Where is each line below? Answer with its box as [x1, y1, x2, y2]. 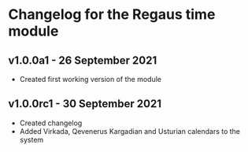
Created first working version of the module [19, 75, 161, 83]
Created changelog [19, 118, 83, 128]
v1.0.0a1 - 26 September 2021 [8, 54, 157, 67]
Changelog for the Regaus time [8, 6, 216, 24]
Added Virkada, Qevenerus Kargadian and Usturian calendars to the [19, 126, 241, 135]
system [19, 135, 44, 144]
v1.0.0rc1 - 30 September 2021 [8, 97, 161, 111]
